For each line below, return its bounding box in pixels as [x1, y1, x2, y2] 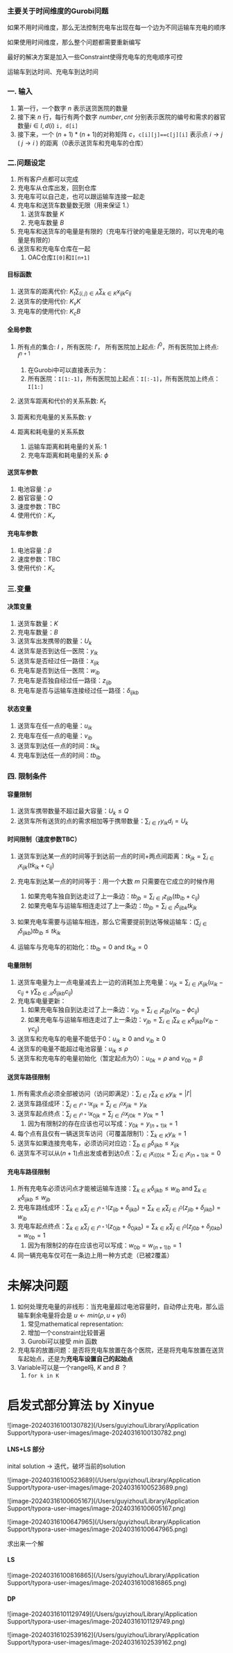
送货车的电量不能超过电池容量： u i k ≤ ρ [17, 1044, 128, 1055]
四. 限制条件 [7, 772, 47, 781]
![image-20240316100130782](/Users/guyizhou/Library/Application [7, 1421, 199, 1429]
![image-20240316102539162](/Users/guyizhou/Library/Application [7, 1631, 200, 1639]
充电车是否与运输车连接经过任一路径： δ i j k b [17, 686, 139, 696]
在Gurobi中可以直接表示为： [27, 366, 108, 374]
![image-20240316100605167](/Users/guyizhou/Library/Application [7, 1496, 200, 1505]
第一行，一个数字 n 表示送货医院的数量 [17, 104, 128, 112]
